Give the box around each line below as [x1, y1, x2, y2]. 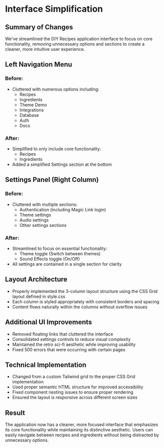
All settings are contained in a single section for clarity [12, 261, 122, 267]
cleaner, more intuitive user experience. [5, 46, 85, 52]
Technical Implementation [5, 360, 87, 369]
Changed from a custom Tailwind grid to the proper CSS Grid [12, 374, 136, 380]
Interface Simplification [5, 3, 103, 15]
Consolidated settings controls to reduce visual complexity [12, 336, 131, 342]
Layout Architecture [5, 275, 68, 284]
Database [19, 112, 39, 118]
